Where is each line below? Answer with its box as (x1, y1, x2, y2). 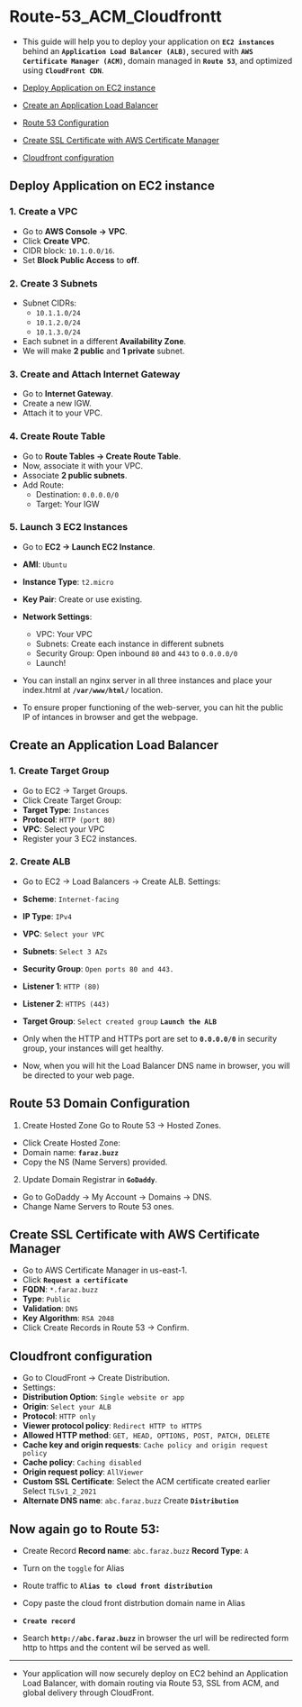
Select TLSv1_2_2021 (22, 1485, 97, 1497)
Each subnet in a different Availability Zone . (22, 335, 187, 346)
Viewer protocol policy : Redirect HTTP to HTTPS (22, 1420, 202, 1431)
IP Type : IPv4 (22, 910, 72, 921)
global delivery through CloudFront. (22, 1687, 155, 1698)
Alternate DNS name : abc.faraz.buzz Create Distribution (22, 1495, 240, 1506)
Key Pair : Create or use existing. (22, 593, 143, 605)
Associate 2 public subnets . (22, 470, 128, 480)
